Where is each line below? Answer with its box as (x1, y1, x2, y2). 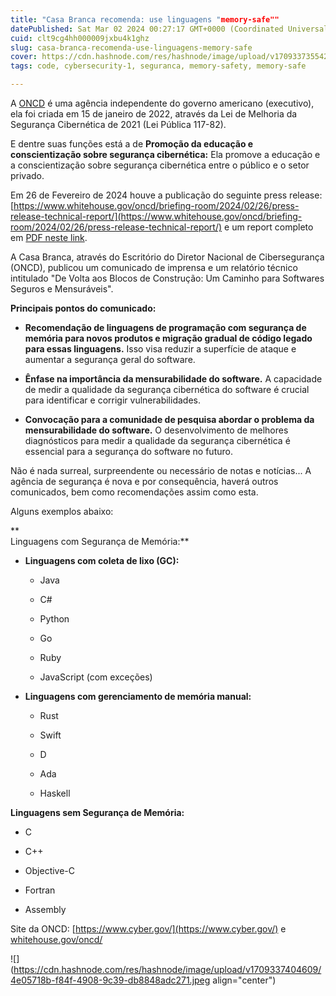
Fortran (24, 884, 56, 896)
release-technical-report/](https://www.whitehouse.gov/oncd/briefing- (10, 211, 303, 222)
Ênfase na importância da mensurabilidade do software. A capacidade (24, 373, 323, 385)
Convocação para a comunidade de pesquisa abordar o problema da (24, 414, 315, 425)
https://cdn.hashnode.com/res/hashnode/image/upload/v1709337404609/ (13, 964, 322, 975)
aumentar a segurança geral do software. (24, 354, 196, 365)
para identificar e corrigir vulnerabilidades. (24, 394, 201, 406)
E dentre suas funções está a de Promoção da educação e (10, 138, 254, 150)
